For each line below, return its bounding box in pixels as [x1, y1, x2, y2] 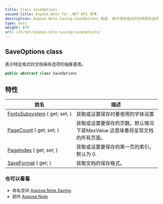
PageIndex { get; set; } [7, 147, 58, 153]
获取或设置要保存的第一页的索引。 [76, 143, 154, 150]
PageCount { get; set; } [7, 127, 59, 134]
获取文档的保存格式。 [76, 160, 125, 167]
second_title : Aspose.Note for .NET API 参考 [5, 12, 97, 17]
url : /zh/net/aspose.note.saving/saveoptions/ [5, 30, 101, 34]
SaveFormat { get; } [7, 159, 51, 166]
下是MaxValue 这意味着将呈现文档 [76, 127, 154, 134]
